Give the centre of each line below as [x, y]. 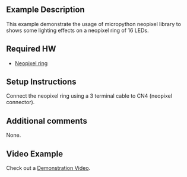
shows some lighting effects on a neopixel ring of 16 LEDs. [77, 30]
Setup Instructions [41, 82]
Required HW [31, 49]
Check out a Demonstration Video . [48, 168]
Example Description [45, 10]
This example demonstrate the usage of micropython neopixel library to [93, 24]
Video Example [35, 154]
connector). [20, 102]
